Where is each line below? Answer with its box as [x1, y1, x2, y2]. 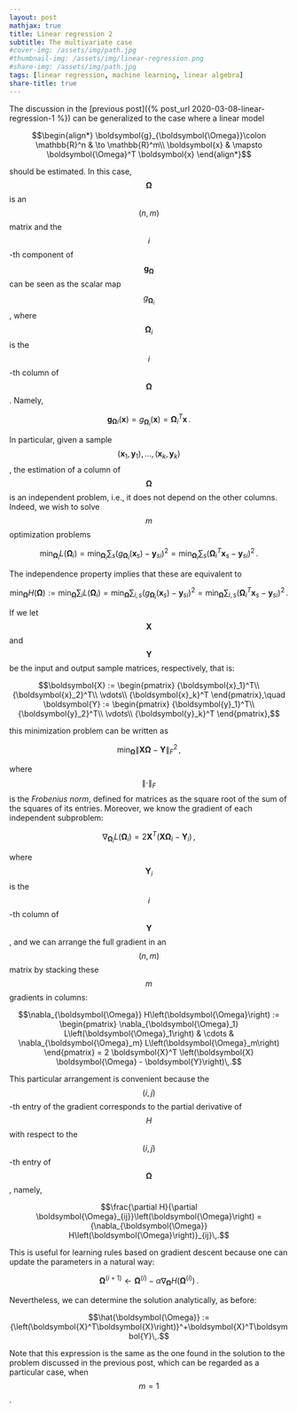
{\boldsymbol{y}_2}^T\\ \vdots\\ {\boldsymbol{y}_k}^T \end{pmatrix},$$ [17, 709, 281, 719]
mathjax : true [9, 21, 62, 30]
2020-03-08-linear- [191, 103, 265, 114]
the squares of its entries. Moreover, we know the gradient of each [9, 803, 253, 813]
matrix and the [9, 221, 62, 231]
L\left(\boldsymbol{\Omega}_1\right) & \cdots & [63, 1028, 235, 1039]
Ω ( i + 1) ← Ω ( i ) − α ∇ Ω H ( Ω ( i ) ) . [98, 1274, 199, 1288]
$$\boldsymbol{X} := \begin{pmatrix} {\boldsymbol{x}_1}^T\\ [38, 680, 260, 691]
